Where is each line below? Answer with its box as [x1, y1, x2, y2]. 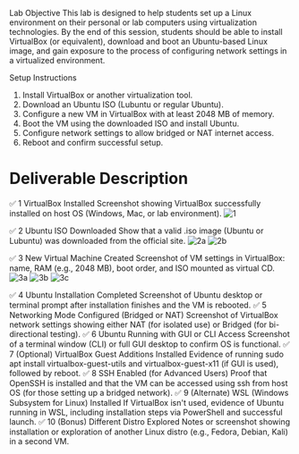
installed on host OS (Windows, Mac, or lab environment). [9, 207, 222, 218]
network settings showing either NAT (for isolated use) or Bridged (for [9, 319, 268, 330]
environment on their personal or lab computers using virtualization [9, 17, 258, 28]
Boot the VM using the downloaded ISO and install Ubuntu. [21, 118, 240, 129]
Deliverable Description [9, 169, 189, 189]
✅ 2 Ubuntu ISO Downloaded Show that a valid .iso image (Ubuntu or [9, 225, 264, 236]
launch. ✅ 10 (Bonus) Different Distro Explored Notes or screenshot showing [9, 416, 291, 427]
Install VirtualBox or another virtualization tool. [21, 89, 193, 100]
